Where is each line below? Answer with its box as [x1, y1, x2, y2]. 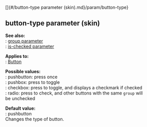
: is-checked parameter [5, 43, 54, 49]
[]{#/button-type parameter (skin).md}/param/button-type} [5, 5, 129, 10]
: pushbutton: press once [5, 74, 58, 80]
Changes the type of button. [5, 116, 64, 122]
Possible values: [5, 68, 41, 74]
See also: [5, 33, 25, 39]
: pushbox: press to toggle [5, 79, 60, 85]
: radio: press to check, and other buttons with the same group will [5, 90, 143, 96]
